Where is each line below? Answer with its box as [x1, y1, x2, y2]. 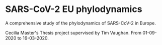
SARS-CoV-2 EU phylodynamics [5, 3, 142, 15]
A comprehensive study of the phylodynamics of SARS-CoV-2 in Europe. [5, 20, 156, 26]
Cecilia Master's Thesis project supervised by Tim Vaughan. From [5, 29, 142, 35]
